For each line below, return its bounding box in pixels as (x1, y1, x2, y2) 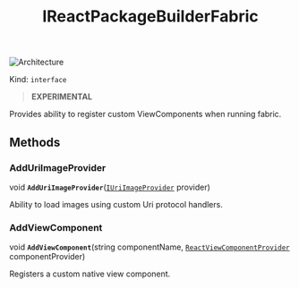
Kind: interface (9, 74, 67, 85)
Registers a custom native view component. (9, 268, 171, 279)
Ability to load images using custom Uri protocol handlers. (9, 199, 224, 209)
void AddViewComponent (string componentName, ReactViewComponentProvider (9, 241, 290, 252)
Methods (9, 134, 61, 149)
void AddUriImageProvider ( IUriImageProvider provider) (9, 182, 210, 192)
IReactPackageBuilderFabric (41, 6, 260, 27)
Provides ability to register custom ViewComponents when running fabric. (9, 109, 282, 120)
